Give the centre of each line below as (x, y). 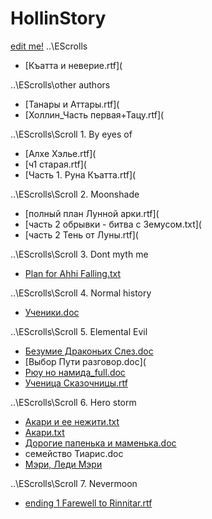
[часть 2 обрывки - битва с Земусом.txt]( (113, 224)
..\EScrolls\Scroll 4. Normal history (81, 293)
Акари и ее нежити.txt (72, 421)
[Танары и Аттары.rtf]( (72, 104)
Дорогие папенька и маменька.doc (100, 443)
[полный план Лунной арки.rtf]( (92, 213)
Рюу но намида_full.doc (75, 372)
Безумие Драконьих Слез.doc (89, 351)
